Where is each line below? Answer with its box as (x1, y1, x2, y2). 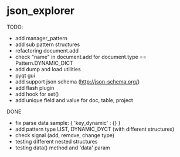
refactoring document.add (15, 47, 79, 54)
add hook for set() (15, 90, 59, 97)
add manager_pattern (15, 34, 68, 41)
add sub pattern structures (15, 41, 80, 48)
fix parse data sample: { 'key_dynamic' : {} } (15, 119, 121, 126)
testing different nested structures (15, 138, 98, 145)
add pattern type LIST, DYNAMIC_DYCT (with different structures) (15, 125, 175, 132)
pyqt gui (15, 72, 36, 79)
